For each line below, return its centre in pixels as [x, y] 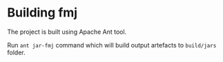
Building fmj [42, 13]
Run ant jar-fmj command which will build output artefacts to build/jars [112, 45]
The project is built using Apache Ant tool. [67, 32]
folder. [16, 52]
